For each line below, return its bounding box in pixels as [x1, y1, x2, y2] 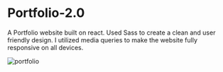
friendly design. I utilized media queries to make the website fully [7, 35, 197, 44]
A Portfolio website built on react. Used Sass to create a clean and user [7, 28, 216, 37]
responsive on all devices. [7, 43, 84, 52]
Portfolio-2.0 [7, 5, 85, 21]
